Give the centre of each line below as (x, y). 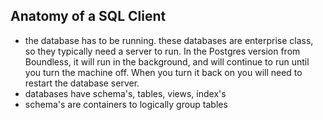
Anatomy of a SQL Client (88, 16)
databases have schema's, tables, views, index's (125, 93)
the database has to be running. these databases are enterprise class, (169, 40)
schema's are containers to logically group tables (126, 104)
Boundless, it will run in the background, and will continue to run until (167, 61)
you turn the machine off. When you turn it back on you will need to (163, 72)
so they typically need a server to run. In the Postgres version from (162, 51)
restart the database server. (82, 83)
